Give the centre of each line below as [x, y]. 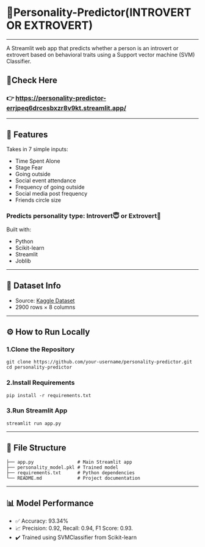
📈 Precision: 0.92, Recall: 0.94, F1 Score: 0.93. [74, 528]
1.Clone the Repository [41, 349]
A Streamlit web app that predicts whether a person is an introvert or [92, 48]
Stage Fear [29, 168]
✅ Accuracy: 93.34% [42, 521]
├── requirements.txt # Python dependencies [71, 473]
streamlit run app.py [34, 423]
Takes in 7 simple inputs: [37, 149]
